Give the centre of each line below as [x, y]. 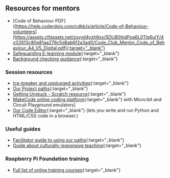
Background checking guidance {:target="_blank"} [65, 59]
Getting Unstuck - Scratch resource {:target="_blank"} [69, 94]
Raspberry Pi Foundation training [47, 159]
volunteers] [25, 31]
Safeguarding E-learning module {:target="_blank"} [66, 53]
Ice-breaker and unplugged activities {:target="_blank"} [71, 83]
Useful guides [23, 129]
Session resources [29, 72]
